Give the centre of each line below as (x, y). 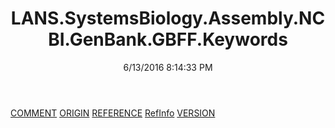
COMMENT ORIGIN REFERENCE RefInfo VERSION (113, 113)
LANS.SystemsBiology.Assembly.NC (168, 18)
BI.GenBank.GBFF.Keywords (168, 39)
